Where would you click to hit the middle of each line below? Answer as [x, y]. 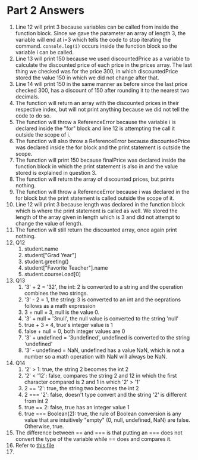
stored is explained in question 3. [56, 172]
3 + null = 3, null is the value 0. [62, 312]
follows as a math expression [60, 305]
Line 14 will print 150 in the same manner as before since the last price [101, 84]
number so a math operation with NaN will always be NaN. [95, 356]
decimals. [27, 97]
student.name [41, 249]
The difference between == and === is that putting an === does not [99, 433]
